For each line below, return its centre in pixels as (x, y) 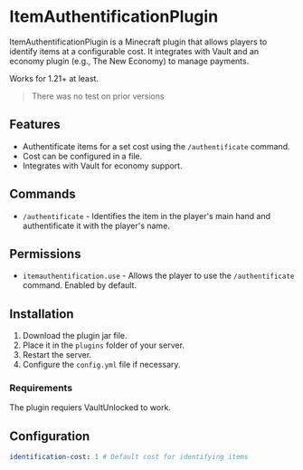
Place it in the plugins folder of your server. (104, 345)
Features (35, 125)
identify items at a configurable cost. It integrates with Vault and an (134, 51)
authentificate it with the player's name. (96, 225)
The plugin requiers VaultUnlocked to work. (90, 408)
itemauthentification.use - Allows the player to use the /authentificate (158, 276)
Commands (43, 194)
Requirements (41, 388)
